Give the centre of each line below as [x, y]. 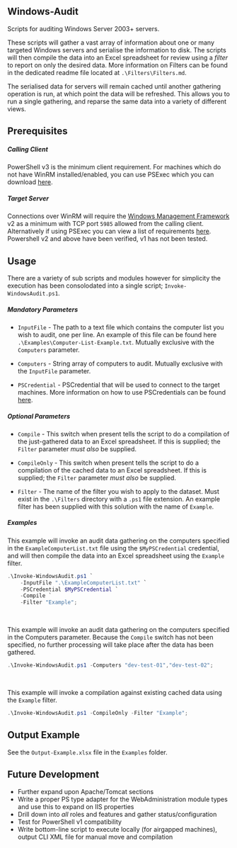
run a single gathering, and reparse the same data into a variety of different [117, 101]
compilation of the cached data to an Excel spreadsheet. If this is [112, 470]
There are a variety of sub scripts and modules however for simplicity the [114, 278]
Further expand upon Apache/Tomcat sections [86, 791]
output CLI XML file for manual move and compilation [95, 837]
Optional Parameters [39, 416]
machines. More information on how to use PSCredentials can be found [122, 392]
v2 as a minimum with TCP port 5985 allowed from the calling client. [105, 224]
